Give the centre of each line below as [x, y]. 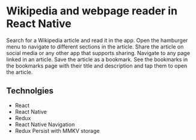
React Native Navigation [45, 124]
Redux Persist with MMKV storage [57, 130]
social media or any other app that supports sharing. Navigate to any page [98, 53]
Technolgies [30, 91]
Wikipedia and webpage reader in [92, 11]
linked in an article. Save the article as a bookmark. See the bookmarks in [97, 59]
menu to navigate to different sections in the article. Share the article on [95, 47]
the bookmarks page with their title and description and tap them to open [97, 66]
